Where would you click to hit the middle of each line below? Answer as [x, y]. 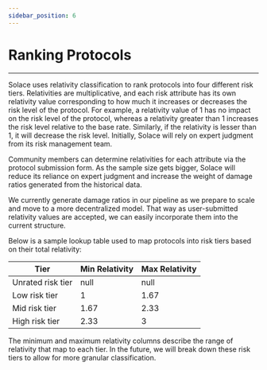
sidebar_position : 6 [43, 16]
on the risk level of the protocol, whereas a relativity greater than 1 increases [133, 118]
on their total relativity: [45, 249]
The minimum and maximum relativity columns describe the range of [121, 341]
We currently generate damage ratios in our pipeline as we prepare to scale [132, 200]
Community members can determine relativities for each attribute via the [127, 159]
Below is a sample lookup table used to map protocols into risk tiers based [130, 240]
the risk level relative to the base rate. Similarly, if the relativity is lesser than [132, 127]
